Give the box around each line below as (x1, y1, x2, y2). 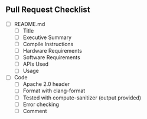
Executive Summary (22, 34, 72, 41)
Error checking (22, 101, 60, 108)
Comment (22, 107, 47, 114)
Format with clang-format (22, 87, 86, 94)
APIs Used (22, 60, 48, 67)
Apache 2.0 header (22, 81, 70, 88)
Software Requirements (22, 54, 80, 61)
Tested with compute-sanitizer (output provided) (22, 94, 142, 101)
